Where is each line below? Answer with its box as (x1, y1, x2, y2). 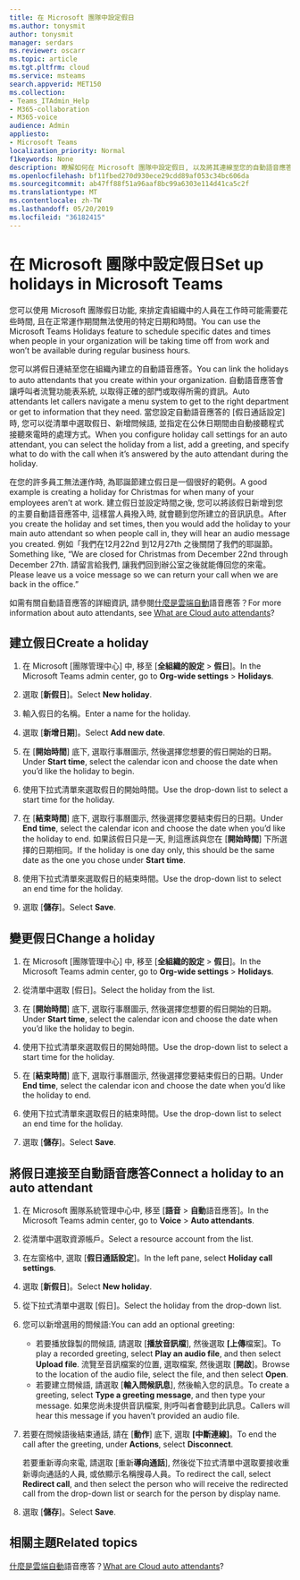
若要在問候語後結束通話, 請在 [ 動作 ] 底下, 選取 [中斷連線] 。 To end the (21, 1429, 277, 1439)
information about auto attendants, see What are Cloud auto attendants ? (9, 607, 275, 618)
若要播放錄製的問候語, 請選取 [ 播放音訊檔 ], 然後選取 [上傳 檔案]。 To (35, 1338, 281, 1348)
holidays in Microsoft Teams (9, 274, 223, 294)
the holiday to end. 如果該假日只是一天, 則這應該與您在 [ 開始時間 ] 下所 (21, 833, 280, 844)
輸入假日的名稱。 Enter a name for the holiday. (21, 708, 191, 719)
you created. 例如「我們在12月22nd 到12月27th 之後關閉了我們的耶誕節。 (9, 538, 279, 549)
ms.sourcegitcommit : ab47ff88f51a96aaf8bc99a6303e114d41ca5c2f (9, 180, 250, 189)
